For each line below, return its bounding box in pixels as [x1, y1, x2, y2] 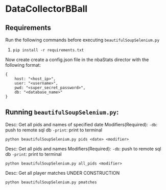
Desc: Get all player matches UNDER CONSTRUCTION [5, 170, 120, 176]
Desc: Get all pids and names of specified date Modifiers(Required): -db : [5, 121, 158, 127]
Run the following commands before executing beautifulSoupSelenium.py [5, 37, 160, 43]
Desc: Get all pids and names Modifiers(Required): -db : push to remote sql [5, 146, 161, 152]
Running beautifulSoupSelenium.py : [5, 108, 119, 117]
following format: [5, 62, 41, 68]
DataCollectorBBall [5, 3, 88, 15]
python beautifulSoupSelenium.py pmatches [5, 179, 97, 185]
